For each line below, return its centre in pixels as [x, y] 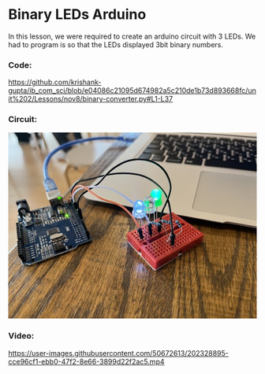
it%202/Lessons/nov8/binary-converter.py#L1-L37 [91, 99]
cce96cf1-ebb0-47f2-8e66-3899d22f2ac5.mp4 [86, 361]
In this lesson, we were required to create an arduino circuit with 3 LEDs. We [132, 36]
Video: [21, 336]
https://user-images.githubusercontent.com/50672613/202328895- [118, 353]
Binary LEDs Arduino [77, 15]
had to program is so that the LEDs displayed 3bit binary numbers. [116, 44]
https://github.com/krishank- [55, 82]
